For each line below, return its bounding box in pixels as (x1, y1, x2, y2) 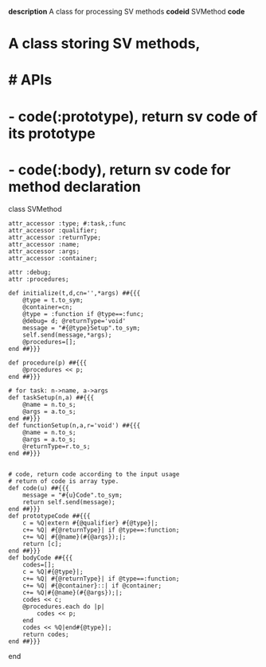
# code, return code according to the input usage (8, 470, 180, 478)
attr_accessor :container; (8, 254, 98, 262)
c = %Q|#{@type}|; (22, 568, 84, 575)
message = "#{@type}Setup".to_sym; (22, 324, 141, 332)
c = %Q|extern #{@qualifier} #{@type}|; (22, 519, 158, 527)
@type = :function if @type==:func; (22, 310, 145, 318)
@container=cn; (22, 302, 73, 311)
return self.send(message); (22, 497, 115, 506)
